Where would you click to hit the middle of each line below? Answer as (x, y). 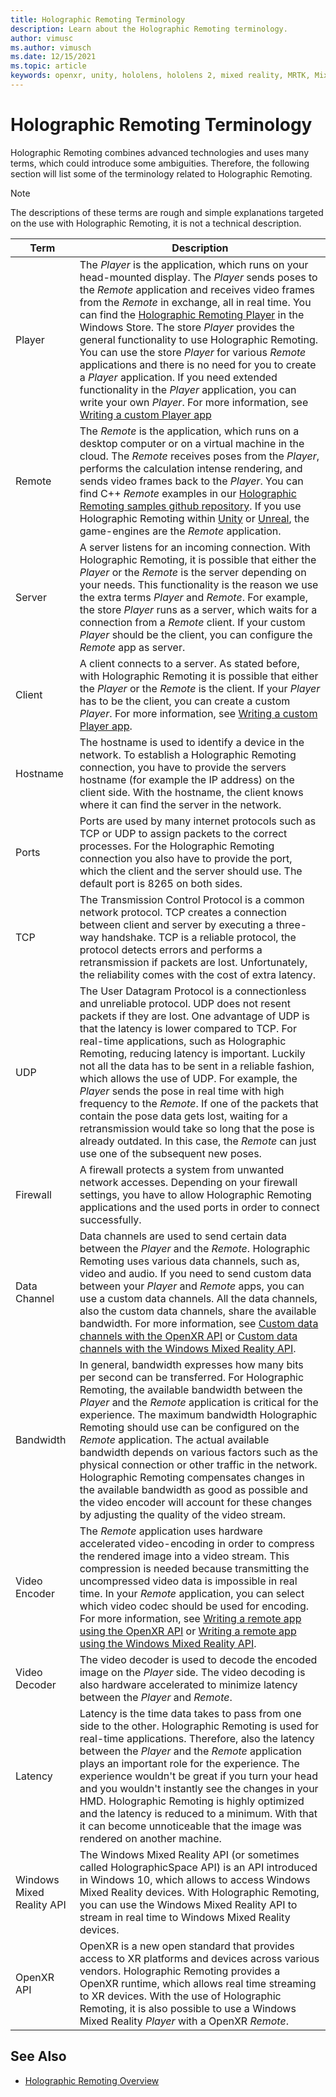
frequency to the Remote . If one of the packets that (199, 1103)
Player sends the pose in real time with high (182, 1091)
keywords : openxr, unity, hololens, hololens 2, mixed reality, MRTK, (160, 76)
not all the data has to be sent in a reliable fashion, (197, 1066)
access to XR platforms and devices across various (199, 1958)
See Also (38, 2056)
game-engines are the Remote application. (180, 531)
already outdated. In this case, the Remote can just (198, 1141)
